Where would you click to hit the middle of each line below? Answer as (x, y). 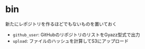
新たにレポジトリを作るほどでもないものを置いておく (61, 24)
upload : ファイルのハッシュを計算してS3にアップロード (70, 41)
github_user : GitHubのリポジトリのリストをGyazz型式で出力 (76, 34)
